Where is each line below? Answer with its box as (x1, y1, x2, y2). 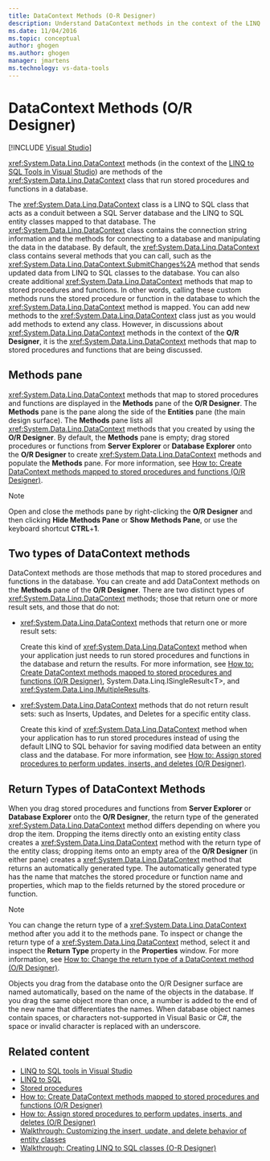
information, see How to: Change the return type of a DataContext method (8, 955, 255, 965)
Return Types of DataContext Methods (8, 782, 206, 795)
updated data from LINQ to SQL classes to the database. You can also (8, 267, 239, 278)
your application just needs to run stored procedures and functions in (19, 651, 250, 660)
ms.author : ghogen (8, 49, 70, 57)
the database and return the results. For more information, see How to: (19, 659, 255, 669)
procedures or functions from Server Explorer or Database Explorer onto (8, 440, 252, 451)
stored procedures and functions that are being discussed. (8, 345, 203, 354)
